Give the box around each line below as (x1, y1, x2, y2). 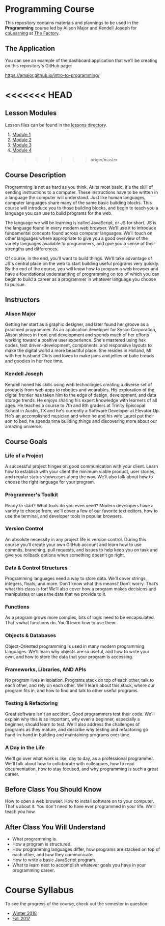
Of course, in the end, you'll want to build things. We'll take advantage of (5, 255, 152, 261)
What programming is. (12, 836, 57, 842)
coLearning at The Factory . (5, 30, 60, 36)
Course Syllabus (5, 885, 74, 896)
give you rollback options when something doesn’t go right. (5, 552, 125, 558)
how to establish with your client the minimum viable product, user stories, (5, 468, 156, 475)
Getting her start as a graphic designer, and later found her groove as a (5, 321, 149, 327)
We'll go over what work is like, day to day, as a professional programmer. (5, 755, 154, 761)
